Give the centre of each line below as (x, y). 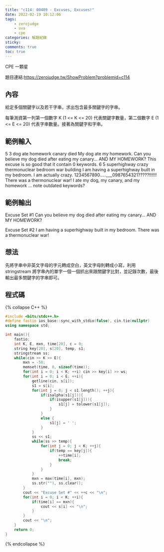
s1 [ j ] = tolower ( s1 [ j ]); (84, 404)
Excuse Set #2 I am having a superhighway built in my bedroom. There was (82, 230)
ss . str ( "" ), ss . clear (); (57, 483)
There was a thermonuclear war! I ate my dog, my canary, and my (73, 180)
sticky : (13, 42)
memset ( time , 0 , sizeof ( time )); (57, 367)
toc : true (15, 51)
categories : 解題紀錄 (26, 38)
